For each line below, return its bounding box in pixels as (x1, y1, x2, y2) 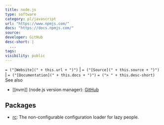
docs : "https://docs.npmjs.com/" (5, 26, 74, 31)
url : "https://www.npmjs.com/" (5, 21, 70, 26)
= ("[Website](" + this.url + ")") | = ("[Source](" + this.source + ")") (5, 67, 160, 73)
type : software (5, 12, 37, 17)
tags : (5, 48, 16, 53)
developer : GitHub (5, 35, 43, 40)
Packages (5, 101, 36, 109)
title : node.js (5, 7, 37, 12)
